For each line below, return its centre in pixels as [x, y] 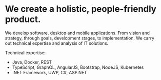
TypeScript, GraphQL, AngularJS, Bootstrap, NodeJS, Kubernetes [78, 67]
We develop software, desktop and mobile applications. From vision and [77, 33]
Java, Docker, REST [32, 62]
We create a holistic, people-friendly [81, 9]
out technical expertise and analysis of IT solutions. [57, 43]
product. [23, 19]
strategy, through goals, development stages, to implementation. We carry [80, 38]
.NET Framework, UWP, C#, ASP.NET [50, 72]
